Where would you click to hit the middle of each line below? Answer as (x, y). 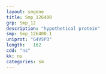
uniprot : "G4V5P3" (29, 39)
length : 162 (24, 45)
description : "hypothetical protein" (53, 28)
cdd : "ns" (19, 51)
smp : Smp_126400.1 (29, 34)
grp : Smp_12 (21, 23)
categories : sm (25, 61)
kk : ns (14, 56)
